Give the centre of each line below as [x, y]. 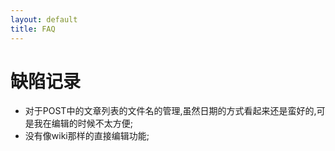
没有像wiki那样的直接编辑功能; [87, 136]
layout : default [44, 19]
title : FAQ [33, 29]
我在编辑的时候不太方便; [83, 123]
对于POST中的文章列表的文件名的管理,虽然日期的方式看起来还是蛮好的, [170, 111]
